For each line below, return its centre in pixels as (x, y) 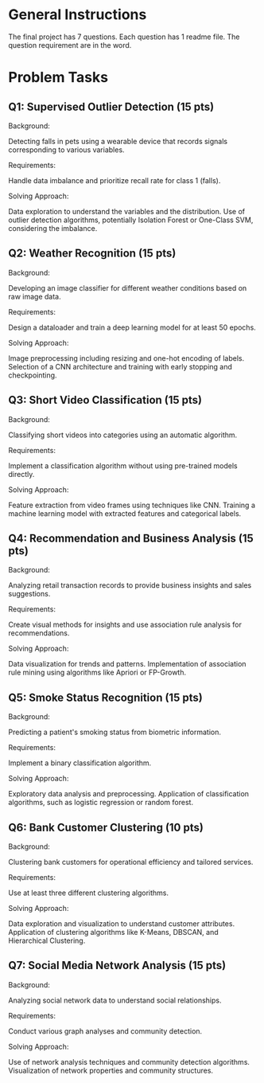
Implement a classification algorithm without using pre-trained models (123, 465)
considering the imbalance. (53, 228)
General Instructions (78, 15)
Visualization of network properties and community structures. (111, 1070)
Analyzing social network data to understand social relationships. (115, 1000)
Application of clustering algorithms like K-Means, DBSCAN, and (113, 932)
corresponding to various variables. (66, 150)
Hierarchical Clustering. (47, 940)
